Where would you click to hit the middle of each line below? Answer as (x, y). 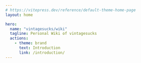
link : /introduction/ (42, 52)
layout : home (19, 15)
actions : (19, 38)
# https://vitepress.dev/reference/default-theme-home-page (71, 10)
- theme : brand (31, 43)
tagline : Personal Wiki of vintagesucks (53, 34)
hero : (11, 24)
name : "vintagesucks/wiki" (39, 29)
